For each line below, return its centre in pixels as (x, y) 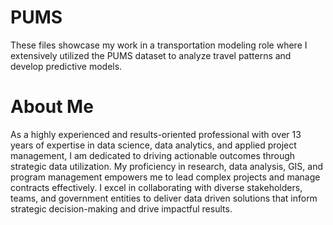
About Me (52, 107)
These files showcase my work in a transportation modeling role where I (159, 45)
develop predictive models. (66, 66)
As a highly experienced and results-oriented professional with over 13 (156, 134)
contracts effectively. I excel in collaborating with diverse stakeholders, (156, 187)
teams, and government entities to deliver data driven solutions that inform (164, 198)
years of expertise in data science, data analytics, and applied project (153, 145)
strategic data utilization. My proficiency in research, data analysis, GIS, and (167, 166)
